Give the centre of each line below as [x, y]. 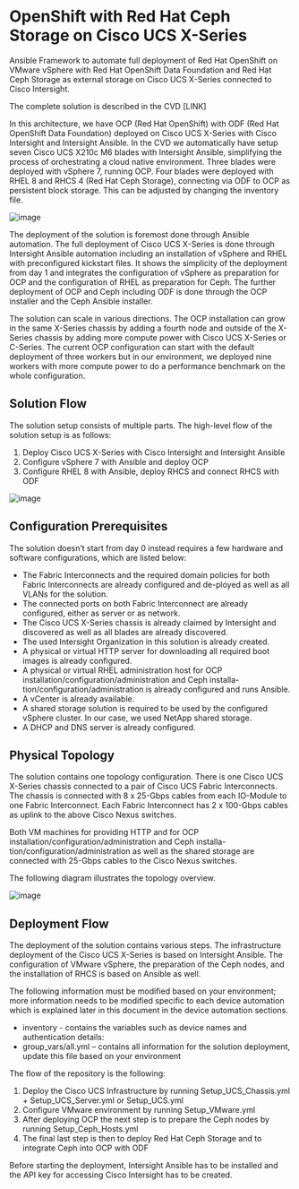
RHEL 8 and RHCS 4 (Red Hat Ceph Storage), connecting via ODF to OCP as [150, 180]
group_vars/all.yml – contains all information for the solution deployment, [156, 1047]
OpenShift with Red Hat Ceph [120, 17]
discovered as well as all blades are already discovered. [125, 632]
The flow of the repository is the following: [87, 1073]
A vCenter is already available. [78, 698]
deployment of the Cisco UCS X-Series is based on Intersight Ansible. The [146, 955]
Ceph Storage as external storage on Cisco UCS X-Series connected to [141, 79]
